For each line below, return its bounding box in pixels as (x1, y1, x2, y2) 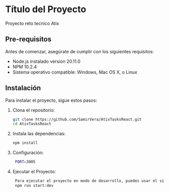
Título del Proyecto (5, 4, 87, 15)
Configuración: (12, 149, 44, 156)
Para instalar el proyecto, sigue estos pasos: (5, 97, 97, 103)
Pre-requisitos (5, 35, 52, 44)
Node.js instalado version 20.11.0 (12, 58, 81, 64)
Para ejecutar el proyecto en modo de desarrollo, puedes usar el (15, 178, 157, 183)
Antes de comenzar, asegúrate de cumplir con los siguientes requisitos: (5, 48, 154, 54)
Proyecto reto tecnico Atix (5, 20, 60, 26)
